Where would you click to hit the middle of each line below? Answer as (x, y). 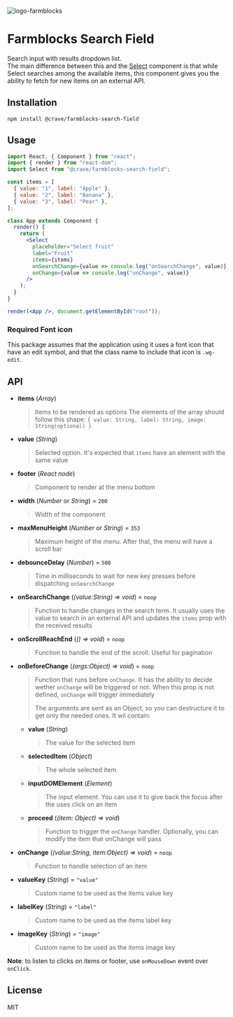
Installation (32, 103)
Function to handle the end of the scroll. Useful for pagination (123, 652)
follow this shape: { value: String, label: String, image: (120, 419)
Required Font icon (40, 329)
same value (51, 460)
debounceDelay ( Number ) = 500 (64, 562)
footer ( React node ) (46, 473)
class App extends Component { (53, 220)
